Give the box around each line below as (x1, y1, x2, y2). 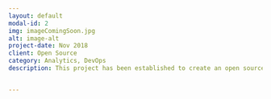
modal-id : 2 (8, 19, 48, 27)
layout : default (8, 11, 63, 20)
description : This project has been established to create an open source (8, 64, 265, 72)
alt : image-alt (8, 34, 60, 43)
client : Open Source (8, 49, 78, 57)
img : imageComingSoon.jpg (8, 27, 95, 35)
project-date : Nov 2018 (8, 42, 89, 50)
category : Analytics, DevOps (8, 57, 106, 65)
